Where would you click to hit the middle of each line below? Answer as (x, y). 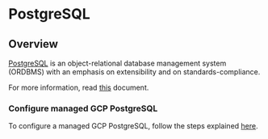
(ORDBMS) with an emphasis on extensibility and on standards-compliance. (134, 72)
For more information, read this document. (79, 87)
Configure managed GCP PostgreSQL (83, 108)
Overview (33, 44)
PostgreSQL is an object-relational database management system (117, 63)
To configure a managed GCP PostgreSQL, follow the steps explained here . (133, 126)
